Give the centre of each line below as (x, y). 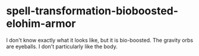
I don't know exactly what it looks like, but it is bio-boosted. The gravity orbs (100, 40)
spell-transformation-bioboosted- (92, 11)
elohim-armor (41, 24)
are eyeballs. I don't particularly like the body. (62, 46)
